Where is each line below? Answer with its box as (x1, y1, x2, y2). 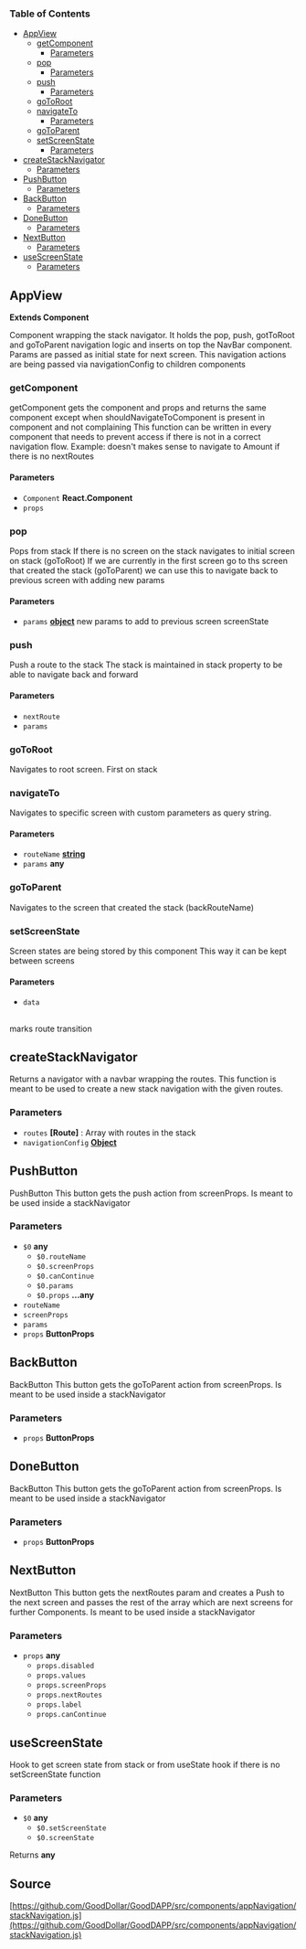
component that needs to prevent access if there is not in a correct (9, 431, 261, 442)
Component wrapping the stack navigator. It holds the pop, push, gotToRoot (9, 330, 295, 341)
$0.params (36, 1281, 75, 1291)
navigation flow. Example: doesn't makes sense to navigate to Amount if (9, 442, 280, 453)
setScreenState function (9, 1768, 101, 1780)
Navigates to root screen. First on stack (9, 763, 158, 774)
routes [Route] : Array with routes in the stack (22, 1127, 196, 1138)
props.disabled (36, 1662, 94, 1671)
